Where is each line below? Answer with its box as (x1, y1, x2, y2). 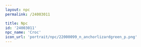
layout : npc (5, 7, 30, 12)
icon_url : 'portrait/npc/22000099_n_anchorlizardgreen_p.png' (5, 35, 137, 40)
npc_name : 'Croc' (5, 30, 41, 35)
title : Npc (5, 21, 28, 26)
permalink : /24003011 (5, 12, 50, 17)
